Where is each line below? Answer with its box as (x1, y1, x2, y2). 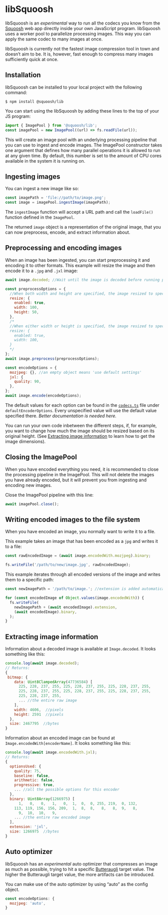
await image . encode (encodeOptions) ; (5, 393, 81, 398)
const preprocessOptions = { (5, 286, 66, 291)
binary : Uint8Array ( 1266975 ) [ (9, 796, 75, 801)
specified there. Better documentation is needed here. (5, 413, 116, 419)
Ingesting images (5, 172, 60, 181)
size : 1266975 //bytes (9, 829, 59, 834)
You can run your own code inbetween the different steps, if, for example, (5, 422, 157, 428)
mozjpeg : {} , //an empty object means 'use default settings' (9, 370, 142, 375)
